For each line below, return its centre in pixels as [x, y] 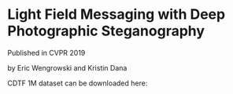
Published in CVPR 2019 [46, 52]
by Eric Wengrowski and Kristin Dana [67, 67]
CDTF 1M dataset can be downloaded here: [78, 83]
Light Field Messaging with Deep [116, 14]
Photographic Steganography [106, 31]
